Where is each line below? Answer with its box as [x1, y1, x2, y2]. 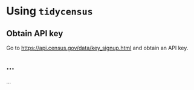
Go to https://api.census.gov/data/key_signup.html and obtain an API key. [6, 44, 189, 51]
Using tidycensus [6, 4, 93, 18]
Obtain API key [6, 28, 63, 39]
